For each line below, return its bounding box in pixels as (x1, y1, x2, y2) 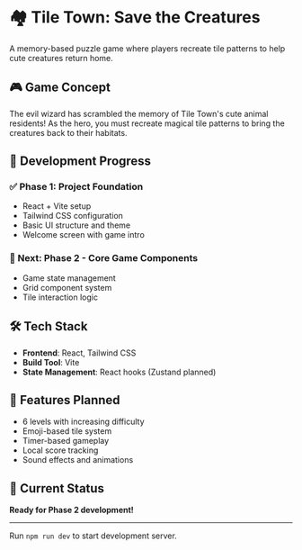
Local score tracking (22, 445, 99, 455)
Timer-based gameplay (22, 436, 110, 446)
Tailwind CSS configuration (22, 211, 124, 221)
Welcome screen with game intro (22, 230, 146, 240)
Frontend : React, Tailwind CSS (22, 347, 137, 358)
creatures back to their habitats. (9, 127, 128, 138)
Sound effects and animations (22, 455, 134, 465)
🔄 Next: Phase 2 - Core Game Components (9, 252, 199, 265)
